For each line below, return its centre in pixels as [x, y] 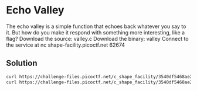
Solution [22, 63]
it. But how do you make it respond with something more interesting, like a [96, 32]
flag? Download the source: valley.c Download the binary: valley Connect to [97, 38]
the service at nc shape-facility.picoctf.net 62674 [65, 45]
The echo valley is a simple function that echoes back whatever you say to [96, 26]
